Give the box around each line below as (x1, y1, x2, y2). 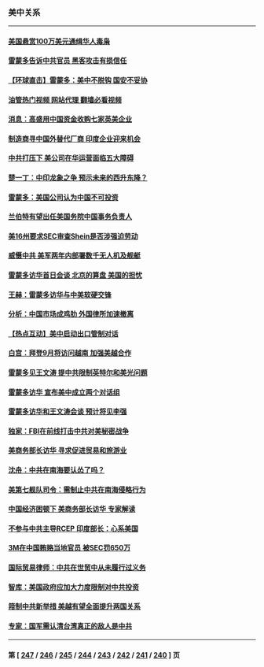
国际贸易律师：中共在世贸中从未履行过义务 (8, 562, 146, 572)
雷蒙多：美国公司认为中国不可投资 (8, 192, 119, 202)
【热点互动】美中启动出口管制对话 (8, 328, 119, 338)
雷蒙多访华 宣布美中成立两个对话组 (8, 387, 120, 397)
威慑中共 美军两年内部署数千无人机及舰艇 (8, 250, 141, 261)
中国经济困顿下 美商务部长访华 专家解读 (8, 504, 136, 513)
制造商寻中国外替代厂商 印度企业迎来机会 (8, 134, 141, 143)
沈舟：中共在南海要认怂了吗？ (8, 465, 104, 474)
